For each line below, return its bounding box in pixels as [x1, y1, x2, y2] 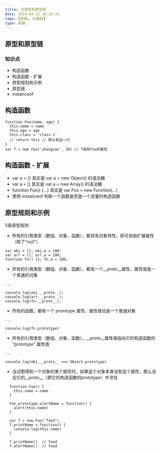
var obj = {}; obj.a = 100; [5, 248, 62, 254]
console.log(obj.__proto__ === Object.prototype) [5, 359, 107, 364]
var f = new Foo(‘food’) [9, 418, 59, 423]
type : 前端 [5, 20, 26, 26]
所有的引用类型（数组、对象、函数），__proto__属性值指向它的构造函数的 [12, 335, 156, 341]
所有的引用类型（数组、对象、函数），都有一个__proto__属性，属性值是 [12, 266, 151, 272]
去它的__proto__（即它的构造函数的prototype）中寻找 [12, 374, 118, 381]
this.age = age [9, 128, 40, 133]
